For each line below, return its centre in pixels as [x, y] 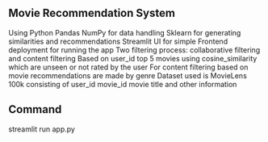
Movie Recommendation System [92, 13]
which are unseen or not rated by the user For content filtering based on [128, 67]
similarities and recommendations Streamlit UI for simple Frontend [118, 41]
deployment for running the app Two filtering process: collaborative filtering [134, 50]
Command [35, 109]
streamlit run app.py [42, 129]
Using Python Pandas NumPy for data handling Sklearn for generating [125, 32]
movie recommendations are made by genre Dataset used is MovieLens [128, 75]
